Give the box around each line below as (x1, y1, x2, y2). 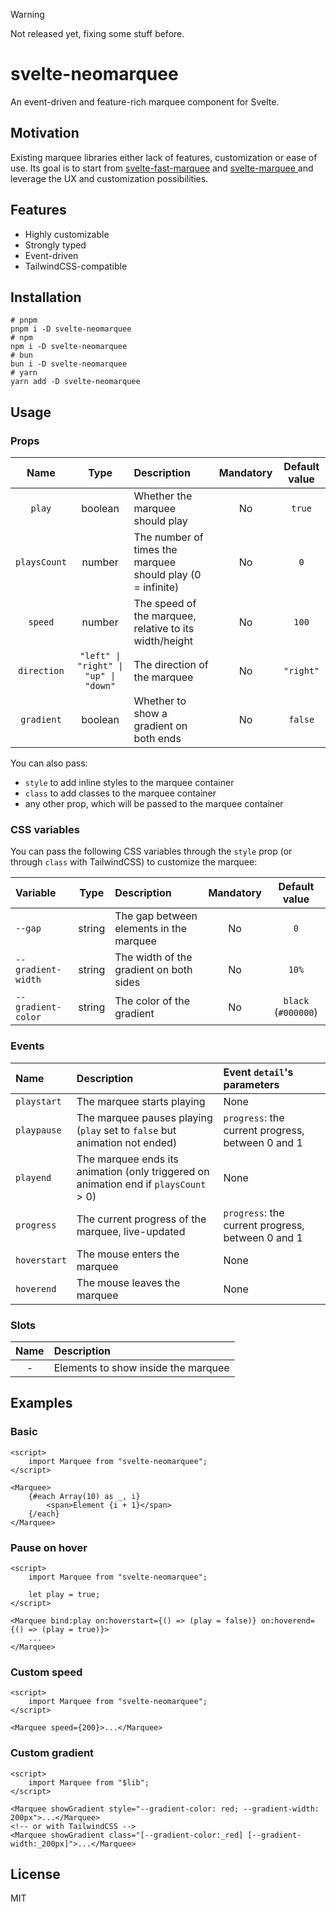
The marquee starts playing (76, 1094, 206, 1108)
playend (15, 1172, 52, 1183)
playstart (15, 1095, 62, 1107)
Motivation (10, 125, 80, 142)
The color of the (114, 994, 191, 1008)
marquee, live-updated (76, 1224, 186, 1238)
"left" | (79, 650, 122, 662)
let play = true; (28, 1589, 101, 1599)
